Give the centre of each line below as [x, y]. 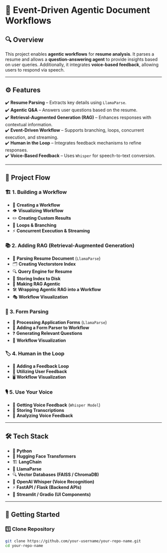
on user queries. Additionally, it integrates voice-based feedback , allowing [82, 65]
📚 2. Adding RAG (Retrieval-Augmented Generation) [70, 245]
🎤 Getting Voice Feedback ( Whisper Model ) [56, 405]
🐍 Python [22, 451]
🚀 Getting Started [33, 514]
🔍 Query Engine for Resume [42, 271]
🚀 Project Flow [28, 178]
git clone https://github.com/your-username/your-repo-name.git [73, 541]
